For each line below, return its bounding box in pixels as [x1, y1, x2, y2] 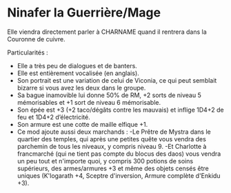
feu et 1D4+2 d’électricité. [17, 112, 91, 121]
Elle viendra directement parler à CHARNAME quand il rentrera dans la [7, 28, 207, 36]
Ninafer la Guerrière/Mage [7, 5, 161, 21]
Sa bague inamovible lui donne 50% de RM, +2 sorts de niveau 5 [17, 91, 201, 99]
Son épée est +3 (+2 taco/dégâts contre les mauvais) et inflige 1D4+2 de [17, 105, 224, 114]
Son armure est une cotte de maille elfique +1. [17, 120, 148, 128]
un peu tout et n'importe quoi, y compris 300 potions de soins [17, 156, 194, 165]
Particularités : [7, 48, 48, 57]
